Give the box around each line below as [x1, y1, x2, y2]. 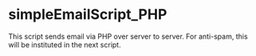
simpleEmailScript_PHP [8, 6, 167, 24]
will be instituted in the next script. [8, 39, 121, 49]
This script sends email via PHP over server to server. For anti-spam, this [8, 32, 249, 41]
